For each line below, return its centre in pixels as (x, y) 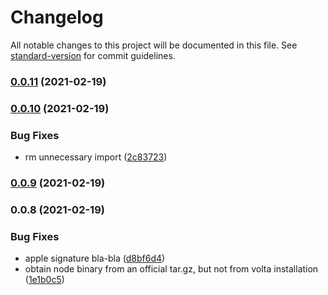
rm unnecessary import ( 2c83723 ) (96, 157)
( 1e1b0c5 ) (44, 280)
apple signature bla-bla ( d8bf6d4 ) (95, 258)
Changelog (57, 17)
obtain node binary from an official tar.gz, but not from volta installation (171, 269)
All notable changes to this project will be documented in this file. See (154, 45)
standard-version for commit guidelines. (93, 55)
